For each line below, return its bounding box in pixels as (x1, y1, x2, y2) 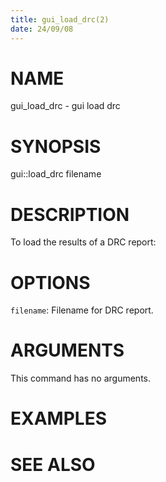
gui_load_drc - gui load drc (10, 100, 121, 112)
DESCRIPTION (10, 203, 130, 226)
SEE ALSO (10, 453, 96, 476)
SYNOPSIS (10, 135, 102, 158)
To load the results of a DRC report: (10, 236, 157, 248)
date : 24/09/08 (10, 24, 74, 34)
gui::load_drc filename (10, 168, 102, 180)
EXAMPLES (10, 407, 107, 430)
